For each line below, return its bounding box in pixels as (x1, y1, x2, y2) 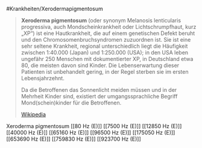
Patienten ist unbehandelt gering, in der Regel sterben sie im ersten (21, 68, 189, 75)
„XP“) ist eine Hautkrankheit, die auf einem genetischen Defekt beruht (21, 30, 195, 37)
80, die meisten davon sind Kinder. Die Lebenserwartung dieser (21, 62, 180, 69)
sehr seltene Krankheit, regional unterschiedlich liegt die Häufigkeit (21, 42, 188, 50)
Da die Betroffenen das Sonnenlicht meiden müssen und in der (21, 86, 177, 93)
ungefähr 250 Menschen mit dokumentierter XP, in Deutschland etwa (21, 56, 194, 62)
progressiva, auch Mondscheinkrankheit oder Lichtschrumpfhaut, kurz (21, 24, 197, 30)
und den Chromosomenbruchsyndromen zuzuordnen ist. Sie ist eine (21, 36, 191, 43)
